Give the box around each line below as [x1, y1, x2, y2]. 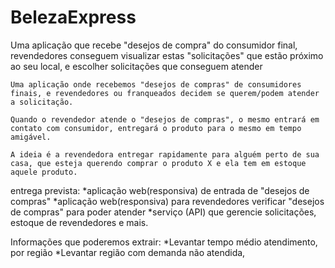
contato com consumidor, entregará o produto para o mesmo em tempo [10, 123, 302, 133]
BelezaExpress [10, 6, 137, 29]
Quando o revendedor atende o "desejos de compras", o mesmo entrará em [10, 114, 320, 125]
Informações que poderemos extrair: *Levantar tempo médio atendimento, [10, 236, 318, 248]
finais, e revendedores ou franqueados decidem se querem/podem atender [10, 88, 320, 98]
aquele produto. [10, 167, 78, 177]
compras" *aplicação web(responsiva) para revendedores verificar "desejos [10, 195, 325, 207]
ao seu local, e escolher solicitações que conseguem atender [10, 60, 263, 72]
